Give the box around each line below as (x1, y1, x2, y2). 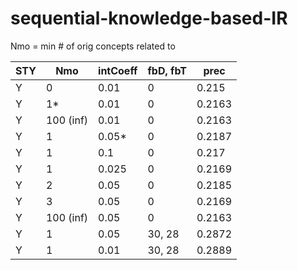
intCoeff (98, 63, 138, 77)
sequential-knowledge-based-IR (10, 7, 288, 30)
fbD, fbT (147, 63, 187, 77)
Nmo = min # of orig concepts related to (10, 40, 176, 52)
